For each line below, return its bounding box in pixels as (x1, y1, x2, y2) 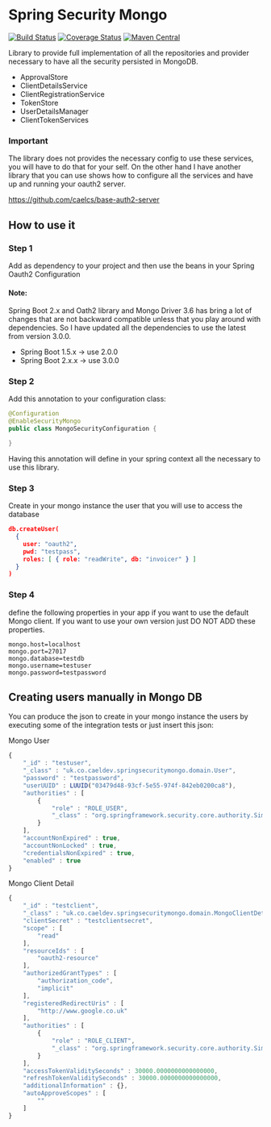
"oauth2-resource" (37, 954, 99, 962)
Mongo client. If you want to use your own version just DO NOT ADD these (8, 616, 256, 626)
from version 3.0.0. (8, 332, 71, 341)
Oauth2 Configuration (8, 269, 81, 279)
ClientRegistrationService (19, 89, 105, 98)
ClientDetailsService (19, 81, 88, 90)
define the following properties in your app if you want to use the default (8, 607, 249, 617)
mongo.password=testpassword (8, 668, 106, 677)
